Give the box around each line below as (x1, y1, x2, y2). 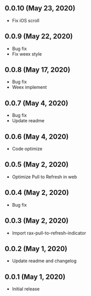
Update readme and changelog (12, 258, 77, 264)
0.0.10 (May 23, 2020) (5, 4, 76, 13)
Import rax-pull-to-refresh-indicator (12, 230, 86, 236)
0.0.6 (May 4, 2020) (5, 132, 69, 141)
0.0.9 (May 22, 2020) (5, 32, 73, 41)
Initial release (12, 286, 40, 292)
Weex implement (12, 84, 47, 90)
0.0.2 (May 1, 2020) (5, 244, 67, 253)
